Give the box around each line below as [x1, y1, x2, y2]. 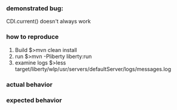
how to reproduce [6, 33, 59, 41]
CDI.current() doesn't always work [6, 18, 91, 25]
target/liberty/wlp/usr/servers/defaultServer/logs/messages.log [14, 65, 172, 72]
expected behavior [6, 96, 62, 105]
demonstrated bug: [6, 4, 64, 13]
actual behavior [6, 80, 53, 88]
